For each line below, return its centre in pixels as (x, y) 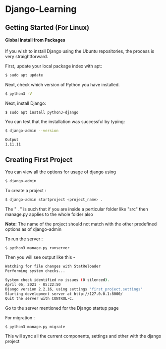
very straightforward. (27, 56)
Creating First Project (39, 160)
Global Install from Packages (35, 40)
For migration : (20, 317)
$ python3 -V (19, 94)
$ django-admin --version (32, 131)
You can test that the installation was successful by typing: (65, 122)
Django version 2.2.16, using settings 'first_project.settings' (74, 289)
